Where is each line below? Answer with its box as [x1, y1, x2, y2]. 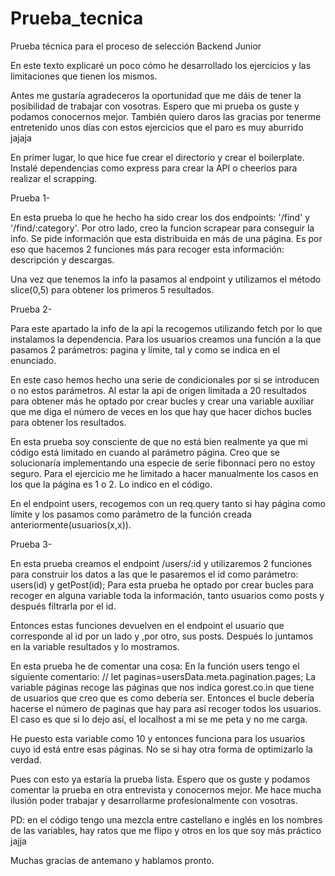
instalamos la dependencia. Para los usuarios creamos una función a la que [10, 333, 322, 345]
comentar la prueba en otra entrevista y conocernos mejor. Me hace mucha [10, 783, 322, 796]
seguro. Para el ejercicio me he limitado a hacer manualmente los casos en [10, 467, 319, 479]
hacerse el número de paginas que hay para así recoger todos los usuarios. [10, 702, 322, 714]
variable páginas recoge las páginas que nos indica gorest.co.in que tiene [10, 681, 315, 693]
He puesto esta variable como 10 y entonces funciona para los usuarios [10, 732, 306, 744]
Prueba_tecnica [10, 7, 144, 30]
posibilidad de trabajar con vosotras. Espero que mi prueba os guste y [10, 100, 300, 112]
